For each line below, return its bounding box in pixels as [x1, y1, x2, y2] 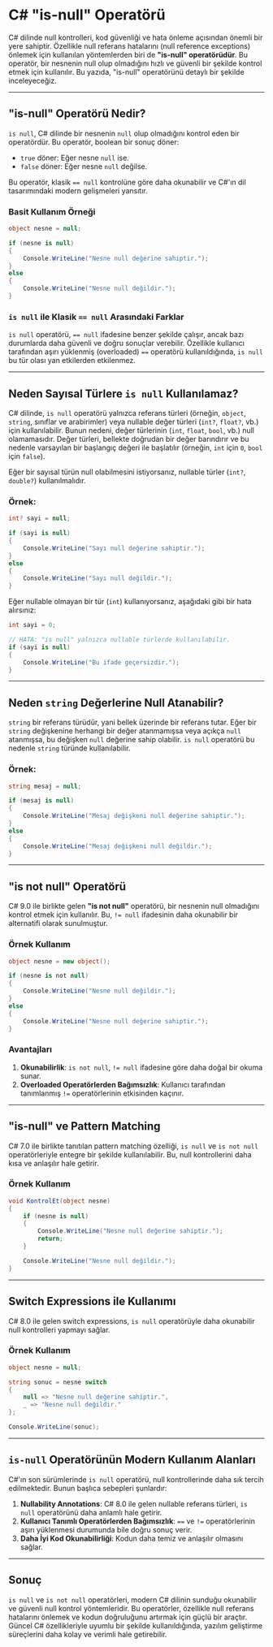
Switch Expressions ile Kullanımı [8, 1295, 176, 1308]
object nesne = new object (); [8, 957, 111, 966]
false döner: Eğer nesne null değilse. [19, 161, 148, 171]
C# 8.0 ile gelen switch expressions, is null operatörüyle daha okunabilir [8, 1316, 255, 1325]
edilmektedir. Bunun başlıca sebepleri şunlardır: [8, 1483, 168, 1493]
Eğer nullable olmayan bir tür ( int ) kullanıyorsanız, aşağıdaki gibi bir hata [8, 597, 252, 607]
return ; [37, 1234, 63, 1243]
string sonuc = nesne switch [8, 1378, 107, 1386]
